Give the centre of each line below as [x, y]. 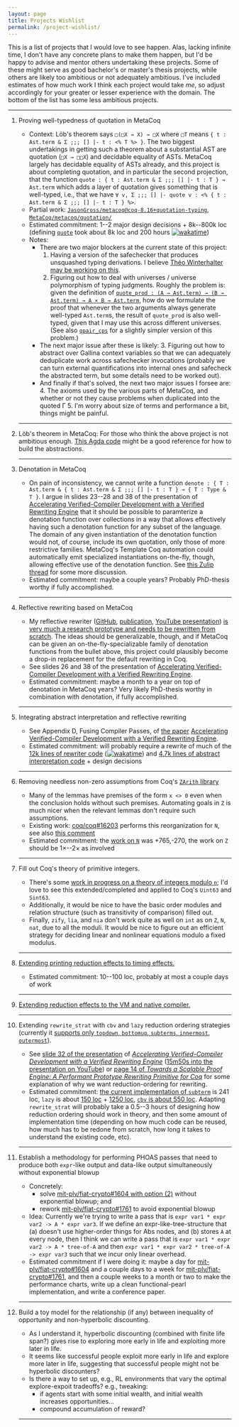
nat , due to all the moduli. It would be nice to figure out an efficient [126, 928]
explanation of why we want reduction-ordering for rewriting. [118, 1084]
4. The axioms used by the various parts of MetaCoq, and [124, 390]
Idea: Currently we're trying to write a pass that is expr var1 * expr [127, 1216]
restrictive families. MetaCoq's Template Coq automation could [121, 550]
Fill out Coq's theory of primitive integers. [79, 869]
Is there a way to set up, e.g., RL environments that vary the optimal [128, 1379]
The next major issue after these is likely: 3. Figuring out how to [132, 346]
